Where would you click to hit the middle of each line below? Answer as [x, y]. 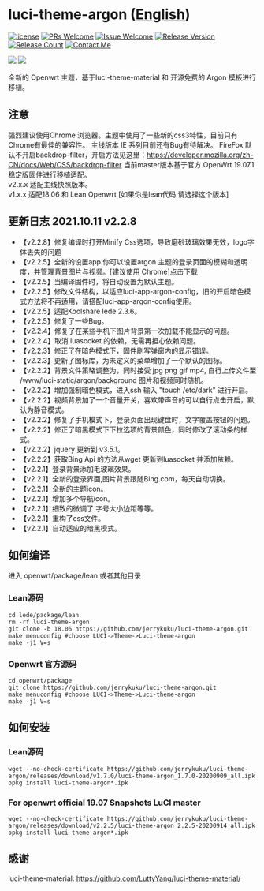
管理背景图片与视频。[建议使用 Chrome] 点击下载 [119, 271]
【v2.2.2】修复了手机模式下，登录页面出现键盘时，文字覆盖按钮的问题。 [137, 419]
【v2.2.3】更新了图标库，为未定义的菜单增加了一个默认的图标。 [123, 360]
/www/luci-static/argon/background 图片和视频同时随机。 [113, 380]
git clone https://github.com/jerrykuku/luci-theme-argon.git [112, 687]
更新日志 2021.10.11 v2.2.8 [73, 221]
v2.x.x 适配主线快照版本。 [50, 184]
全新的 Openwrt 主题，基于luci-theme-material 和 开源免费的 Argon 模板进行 [132, 77]
